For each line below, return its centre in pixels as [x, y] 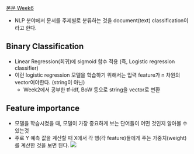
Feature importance [43, 109]
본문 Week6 [20, 8]
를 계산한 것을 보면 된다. [42, 145]
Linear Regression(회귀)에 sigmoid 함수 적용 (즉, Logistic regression [95, 61]
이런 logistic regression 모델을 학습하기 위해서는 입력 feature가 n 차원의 [97, 75]
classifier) [27, 68]
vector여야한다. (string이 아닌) [50, 82]
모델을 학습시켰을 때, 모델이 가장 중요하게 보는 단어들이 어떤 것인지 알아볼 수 [101, 123]
